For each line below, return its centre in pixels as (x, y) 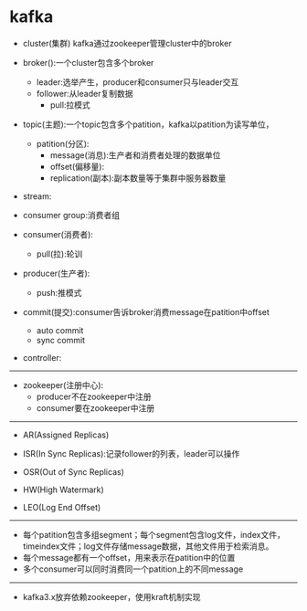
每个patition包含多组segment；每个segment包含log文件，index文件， (153, 534)
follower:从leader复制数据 (85, 93)
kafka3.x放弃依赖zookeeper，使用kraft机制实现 (111, 596)
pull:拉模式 (70, 105)
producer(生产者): (56, 273)
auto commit (60, 330)
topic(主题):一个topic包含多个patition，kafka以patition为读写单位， (148, 124)
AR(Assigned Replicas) (66, 435)
